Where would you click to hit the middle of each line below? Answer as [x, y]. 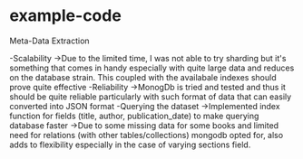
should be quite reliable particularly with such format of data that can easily [151, 97]
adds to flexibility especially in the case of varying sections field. [130, 145]
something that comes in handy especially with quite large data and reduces [152, 68]
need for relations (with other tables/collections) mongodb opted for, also [147, 135]
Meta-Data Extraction [49, 41]
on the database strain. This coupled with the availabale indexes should [143, 77]
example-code [66, 16]
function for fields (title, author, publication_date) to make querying [134, 116]
